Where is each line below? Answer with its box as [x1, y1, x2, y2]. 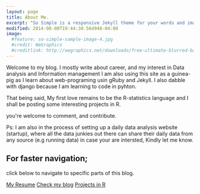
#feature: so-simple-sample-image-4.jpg [11, 36, 113, 42]
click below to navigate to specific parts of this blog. [6, 169, 135, 176]
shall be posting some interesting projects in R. [6, 101, 121, 108]
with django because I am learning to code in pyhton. [6, 83, 137, 90]
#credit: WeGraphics [11, 42, 62, 48]
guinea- [171, 70, 191, 77]
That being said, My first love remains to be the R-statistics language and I [6, 94, 189, 101]
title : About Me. [6, 14, 49, 20]
